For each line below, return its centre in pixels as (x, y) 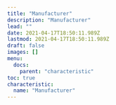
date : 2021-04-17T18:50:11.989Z (54, 33)
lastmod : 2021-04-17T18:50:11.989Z (58, 39)
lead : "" (20, 26)
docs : (21, 65)
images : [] (23, 52)
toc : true (21, 78)
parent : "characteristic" (57, 71)
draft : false (26, 46)
